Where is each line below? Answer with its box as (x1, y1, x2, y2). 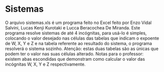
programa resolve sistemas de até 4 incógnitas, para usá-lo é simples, (5, 30, 147, 36)
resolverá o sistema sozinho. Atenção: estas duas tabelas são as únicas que (5, 46, 159, 51)
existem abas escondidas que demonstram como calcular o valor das (5, 56, 145, 62)
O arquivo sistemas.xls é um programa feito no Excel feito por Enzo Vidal (5, 20, 152, 25)
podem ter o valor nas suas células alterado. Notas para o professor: (5, 50, 143, 57)
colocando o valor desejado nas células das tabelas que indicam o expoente (5, 35, 159, 41)
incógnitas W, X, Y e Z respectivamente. (5, 61, 86, 67)
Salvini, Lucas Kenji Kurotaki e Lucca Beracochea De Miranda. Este (5, 24, 141, 30)
